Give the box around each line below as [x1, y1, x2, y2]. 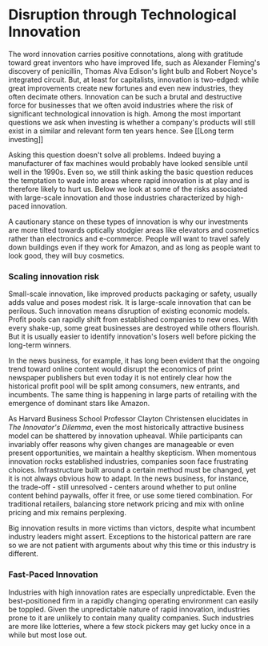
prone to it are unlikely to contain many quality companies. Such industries [8, 612, 254, 623]
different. [8, 549, 38, 559]
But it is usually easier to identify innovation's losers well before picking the [8, 331, 257, 342]
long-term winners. [8, 340, 72, 350]
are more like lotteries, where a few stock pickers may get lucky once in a [8, 621, 250, 631]
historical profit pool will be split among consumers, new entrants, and [8, 381, 240, 391]
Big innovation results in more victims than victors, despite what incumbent [8, 523, 256, 533]
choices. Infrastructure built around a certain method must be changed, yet [8, 465, 257, 475]
